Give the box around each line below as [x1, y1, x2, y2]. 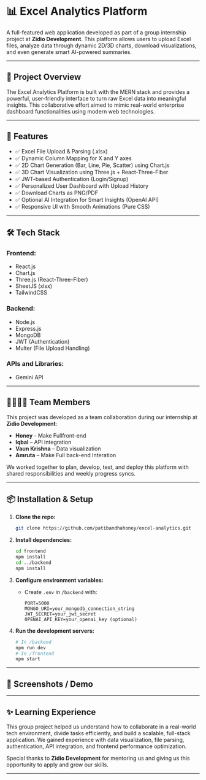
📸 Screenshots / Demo [6, 679, 93, 689]
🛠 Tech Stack [6, 227, 60, 237]
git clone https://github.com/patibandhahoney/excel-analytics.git [15, 525, 191, 531]
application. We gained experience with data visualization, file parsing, [6, 736, 185, 743]
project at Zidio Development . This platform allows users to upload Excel [6, 35, 191, 42]
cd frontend [15, 548, 46, 555]
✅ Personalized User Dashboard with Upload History [15, 182, 149, 190]
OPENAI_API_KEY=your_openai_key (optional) [24, 616, 138, 622]
